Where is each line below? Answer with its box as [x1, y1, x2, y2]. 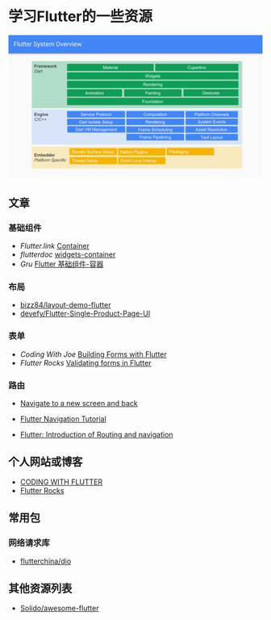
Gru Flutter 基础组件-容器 [19, 259, 104, 269]
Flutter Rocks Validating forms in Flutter [19, 358, 152, 367]
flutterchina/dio [19, 556, 72, 566]
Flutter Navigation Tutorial [19, 414, 106, 424]
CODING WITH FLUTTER [19, 477, 103, 487]
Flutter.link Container [19, 241, 90, 251]
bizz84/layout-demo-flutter [19, 300, 111, 310]
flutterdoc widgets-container [19, 249, 116, 259]
